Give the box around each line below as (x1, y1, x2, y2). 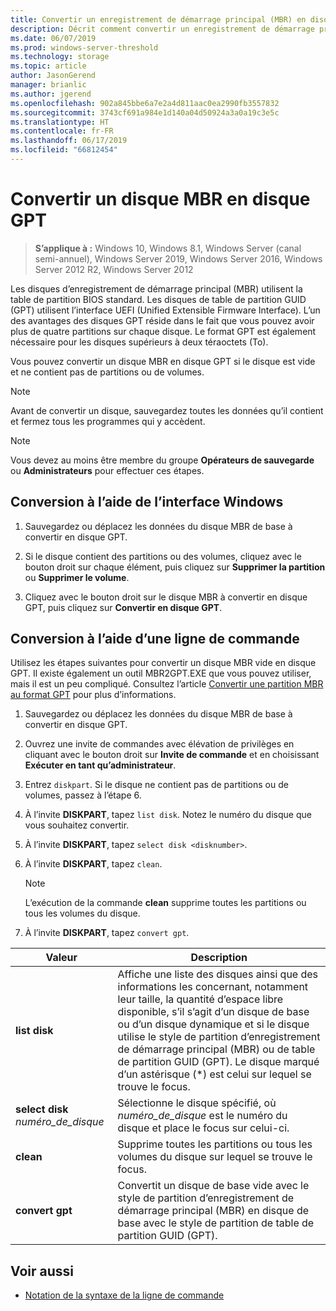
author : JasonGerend (10, 71, 97, 81)
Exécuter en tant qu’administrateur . (24, 759, 177, 771)
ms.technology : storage (10, 52, 110, 62)
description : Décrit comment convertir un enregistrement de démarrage (10, 24, 315, 34)
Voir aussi (10, 1262, 74, 1280)
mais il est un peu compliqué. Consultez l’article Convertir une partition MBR (10, 678, 324, 690)
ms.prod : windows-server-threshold (10, 42, 159, 53)
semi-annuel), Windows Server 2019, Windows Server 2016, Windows (34, 252, 323, 265)
